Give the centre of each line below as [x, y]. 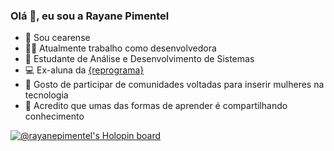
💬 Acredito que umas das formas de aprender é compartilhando [156, 106]
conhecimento [54, 116]
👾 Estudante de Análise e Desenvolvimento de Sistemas [139, 59]
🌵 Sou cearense [57, 38]
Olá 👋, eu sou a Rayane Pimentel [90, 16]
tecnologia [46, 95]
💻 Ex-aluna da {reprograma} [84, 70]
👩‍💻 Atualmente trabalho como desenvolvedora [120, 48]
